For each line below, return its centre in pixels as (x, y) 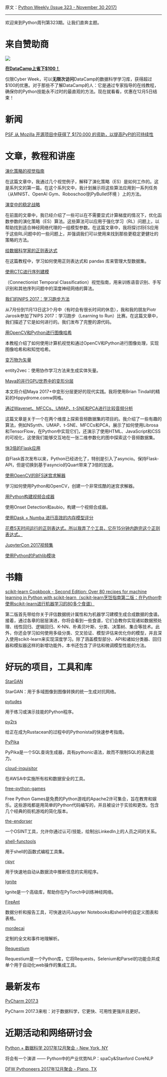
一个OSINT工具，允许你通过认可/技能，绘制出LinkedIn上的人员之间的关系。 (82, 831)
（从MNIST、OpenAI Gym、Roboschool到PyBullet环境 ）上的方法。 (75, 194)
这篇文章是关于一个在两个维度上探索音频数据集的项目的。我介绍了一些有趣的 (83, 418)
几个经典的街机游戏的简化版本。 (38, 811)
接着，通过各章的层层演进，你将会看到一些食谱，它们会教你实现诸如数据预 (81, 620)
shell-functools (21, 841)
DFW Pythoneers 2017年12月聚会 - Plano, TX (51, 1069)
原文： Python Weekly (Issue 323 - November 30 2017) (61, 7)
